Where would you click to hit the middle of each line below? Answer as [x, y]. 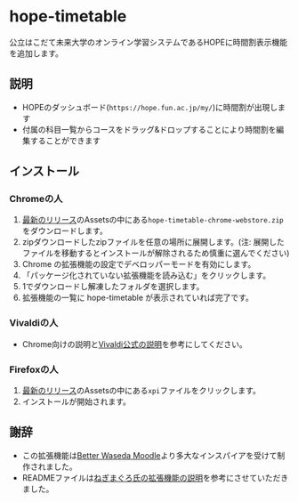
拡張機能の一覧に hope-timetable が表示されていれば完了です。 [137, 298]
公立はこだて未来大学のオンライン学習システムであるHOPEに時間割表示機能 [148, 42]
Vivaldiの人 [34, 323]
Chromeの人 [36, 199]
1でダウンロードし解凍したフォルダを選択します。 [113, 287]
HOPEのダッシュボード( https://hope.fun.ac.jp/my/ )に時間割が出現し [150, 107]
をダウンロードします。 [65, 231]
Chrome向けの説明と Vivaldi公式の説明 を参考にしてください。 [134, 344]
